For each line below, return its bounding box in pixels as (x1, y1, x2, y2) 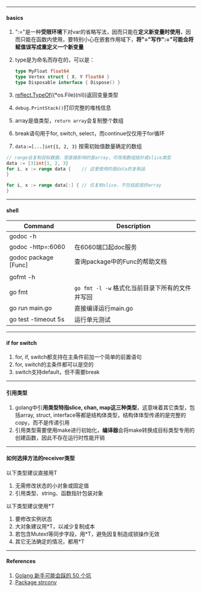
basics (6, 14, 23, 21)
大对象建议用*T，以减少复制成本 (14, 523, 95, 530)
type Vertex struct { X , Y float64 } (14, 74, 110, 80)
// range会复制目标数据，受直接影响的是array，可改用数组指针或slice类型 (6, 155, 171, 161)
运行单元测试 (74, 315, 111, 324)
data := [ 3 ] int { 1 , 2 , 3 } (6, 160, 69, 166)
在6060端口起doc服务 (74, 243, 137, 251)
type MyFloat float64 (14, 68, 69, 74)
